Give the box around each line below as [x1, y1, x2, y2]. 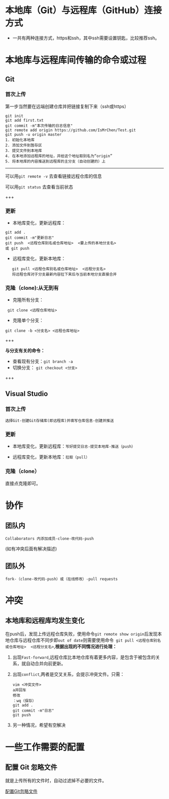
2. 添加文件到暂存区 [5, 142, 42, 148]
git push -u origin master [5, 132, 62, 137]
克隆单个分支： [12, 317, 44, 324]
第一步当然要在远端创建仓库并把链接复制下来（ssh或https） [5, 103, 129, 109]
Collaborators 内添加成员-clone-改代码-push [5, 536, 94, 541]
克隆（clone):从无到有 [5, 285, 59, 292]
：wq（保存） [12, 698, 36, 703]
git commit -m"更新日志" [5, 235, 54, 240]
